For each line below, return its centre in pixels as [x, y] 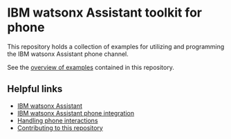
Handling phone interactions [57, 120]
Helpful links [35, 89]
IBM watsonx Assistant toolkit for [105, 13]
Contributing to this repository [60, 128]
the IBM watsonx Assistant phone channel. [68, 54]
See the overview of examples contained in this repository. [91, 67]
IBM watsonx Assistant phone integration [76, 113]
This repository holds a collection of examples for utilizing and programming [116, 46]
